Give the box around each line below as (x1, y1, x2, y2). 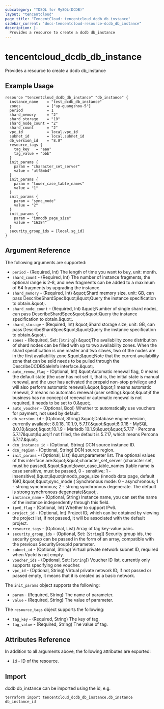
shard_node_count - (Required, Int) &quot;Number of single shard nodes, (12, 305, 158, 311)
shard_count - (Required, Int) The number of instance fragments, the (12, 274, 151, 280)
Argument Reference (5, 246, 71, 255)
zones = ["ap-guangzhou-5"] (9, 103, 91, 108)
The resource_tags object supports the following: (5, 607, 105, 612)
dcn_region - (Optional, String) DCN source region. (12, 447, 115, 453)
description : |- (5, 26, 38, 31)
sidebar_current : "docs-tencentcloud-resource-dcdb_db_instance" (5, 21, 141, 26)
